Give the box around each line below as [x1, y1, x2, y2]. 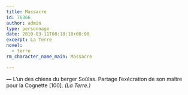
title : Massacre [6, 8, 47, 15]
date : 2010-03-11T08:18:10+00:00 [6, 31, 90, 37]
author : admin [6, 20, 42, 26]
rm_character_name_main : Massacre [6, 54, 93, 60]
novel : [6, 43, 23, 49]
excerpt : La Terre [6, 37, 52, 43]
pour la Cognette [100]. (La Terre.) [6, 82, 91, 89]
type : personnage [6, 25, 50, 32]
